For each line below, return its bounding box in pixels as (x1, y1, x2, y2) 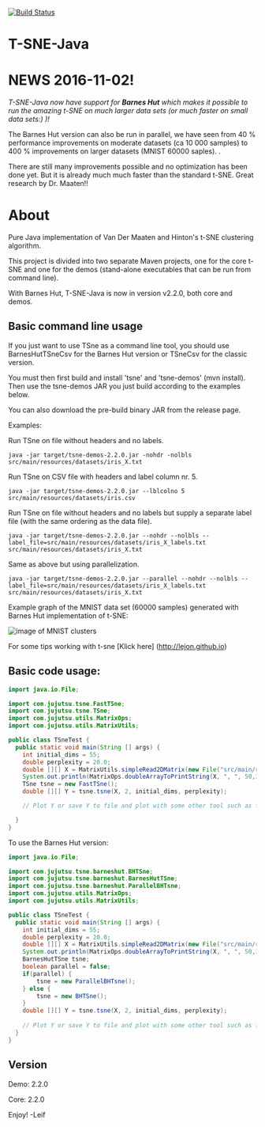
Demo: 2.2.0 (8, 1079, 49, 1088)
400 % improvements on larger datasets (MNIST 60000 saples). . (8, 146, 221, 156)
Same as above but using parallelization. (8, 559, 140, 569)
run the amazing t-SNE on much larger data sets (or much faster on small (8, 106, 248, 116)
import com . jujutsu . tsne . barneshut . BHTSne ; (8, 867, 154, 875)
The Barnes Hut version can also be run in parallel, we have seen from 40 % (8, 130, 256, 139)
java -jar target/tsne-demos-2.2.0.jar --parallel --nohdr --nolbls (8, 575, 238, 582)
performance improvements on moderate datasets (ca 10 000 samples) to (8, 139, 248, 148)
